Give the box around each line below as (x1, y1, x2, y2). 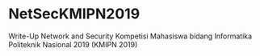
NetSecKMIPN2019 (8, 5, 140, 23)
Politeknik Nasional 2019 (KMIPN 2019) (8, 39, 138, 49)
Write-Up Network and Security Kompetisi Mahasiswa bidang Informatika (8, 31, 253, 41)
